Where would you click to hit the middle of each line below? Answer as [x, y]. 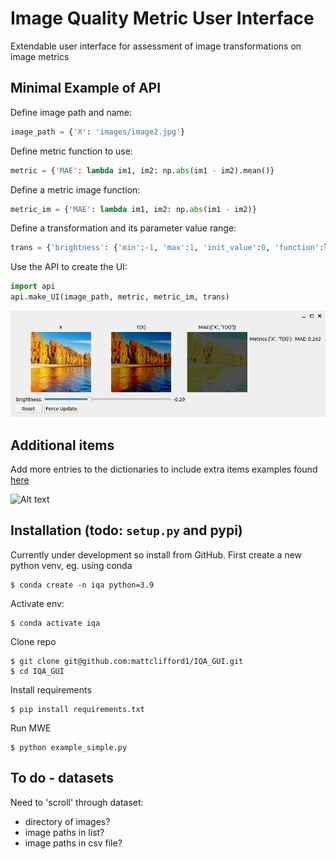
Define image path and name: [71, 112]
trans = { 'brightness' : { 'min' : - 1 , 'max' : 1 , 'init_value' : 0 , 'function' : [167, 248]
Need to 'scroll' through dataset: [77, 802]
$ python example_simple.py [69, 747]
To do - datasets [62, 778]
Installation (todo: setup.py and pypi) [126, 530]
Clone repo [33, 641]
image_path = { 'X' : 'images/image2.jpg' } [98, 132]
